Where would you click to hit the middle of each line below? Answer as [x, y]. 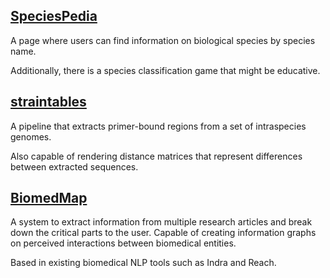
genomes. [31, 136]
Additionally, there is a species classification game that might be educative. [165, 70]
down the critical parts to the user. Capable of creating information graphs [163, 233]
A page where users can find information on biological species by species [163, 40]
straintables [48, 102]
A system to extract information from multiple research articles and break [161, 222]
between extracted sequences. [74, 166]
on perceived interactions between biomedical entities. [123, 243]
